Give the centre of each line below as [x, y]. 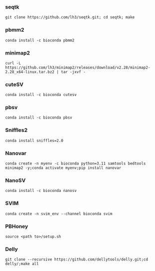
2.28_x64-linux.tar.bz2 [30, 72]
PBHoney [17, 226]
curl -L [13, 63]
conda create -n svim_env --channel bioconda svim [59, 213]
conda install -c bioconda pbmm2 [40, 40]
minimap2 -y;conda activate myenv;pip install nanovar [63, 168]
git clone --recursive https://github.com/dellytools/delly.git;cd [77, 259]
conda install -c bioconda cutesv [41, 95]
